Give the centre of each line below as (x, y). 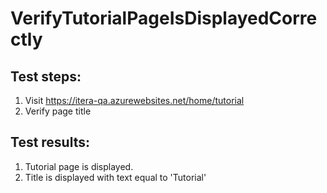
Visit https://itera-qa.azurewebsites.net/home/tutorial (134, 100)
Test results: (50, 142)
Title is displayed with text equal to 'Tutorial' (115, 177)
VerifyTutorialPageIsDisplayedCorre (164, 18)
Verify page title (58, 111)
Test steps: (46, 76)
